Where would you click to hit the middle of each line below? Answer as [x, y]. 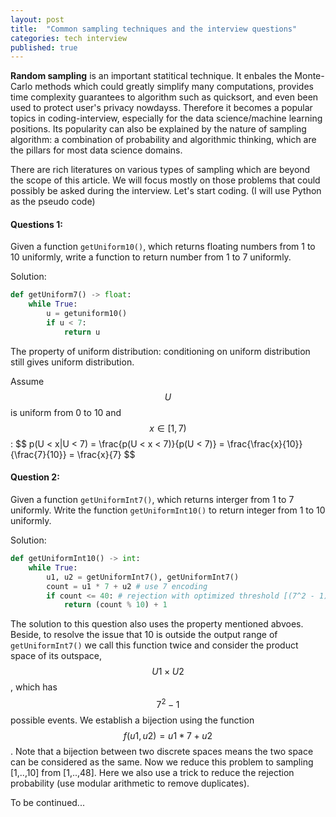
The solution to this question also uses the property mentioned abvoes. [157, 624]
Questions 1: [36, 224]
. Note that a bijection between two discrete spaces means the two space [162, 751]
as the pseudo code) [53, 202]
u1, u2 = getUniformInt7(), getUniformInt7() [143, 577]
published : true [44, 47]
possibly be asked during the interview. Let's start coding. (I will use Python [166, 191]
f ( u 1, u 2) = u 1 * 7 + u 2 [168, 735]
